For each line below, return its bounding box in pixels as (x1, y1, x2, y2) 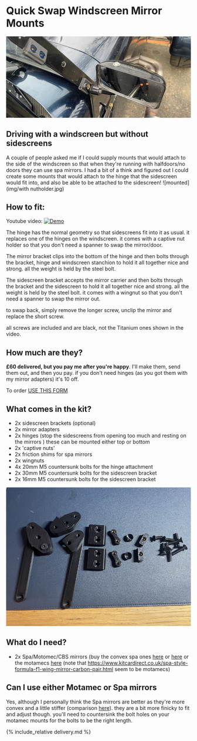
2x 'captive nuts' (14, 444, 55, 451)
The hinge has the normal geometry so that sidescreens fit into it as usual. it (6, 229, 190, 236)
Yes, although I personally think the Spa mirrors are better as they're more (6, 698, 185, 705)
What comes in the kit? (6, 404, 92, 414)
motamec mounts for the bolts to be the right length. (6, 717, 133, 724)
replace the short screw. (6, 313, 64, 320)
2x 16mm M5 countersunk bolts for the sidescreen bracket (14, 475, 156, 482)
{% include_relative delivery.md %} (6, 728, 91, 735)
